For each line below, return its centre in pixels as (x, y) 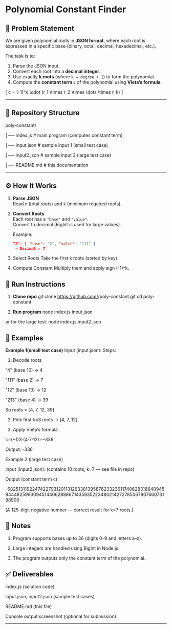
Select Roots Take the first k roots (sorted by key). (66, 258)
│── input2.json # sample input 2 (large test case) (58, 155)
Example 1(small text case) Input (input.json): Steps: (61, 350)
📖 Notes (18, 526)
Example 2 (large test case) (34, 459)
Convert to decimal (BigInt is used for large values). (67, 224)
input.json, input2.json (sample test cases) (50, 596)
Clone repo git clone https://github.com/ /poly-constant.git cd (77, 297)
